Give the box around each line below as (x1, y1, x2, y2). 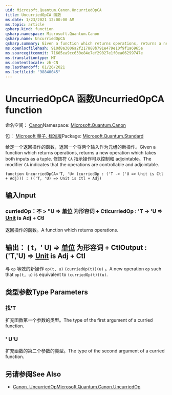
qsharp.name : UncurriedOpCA (5, 36, 66, 42)
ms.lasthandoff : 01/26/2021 (5, 65, 66, 70)
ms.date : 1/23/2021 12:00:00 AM (5, 17, 74, 22)
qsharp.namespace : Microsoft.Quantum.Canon (5, 31, 100, 36)
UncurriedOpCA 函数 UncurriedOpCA (5, 93, 165, 105)
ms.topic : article (5, 22, 45, 27)
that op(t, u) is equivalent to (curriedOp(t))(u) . (5, 271, 109, 278)
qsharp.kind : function (5, 27, 54, 32)
